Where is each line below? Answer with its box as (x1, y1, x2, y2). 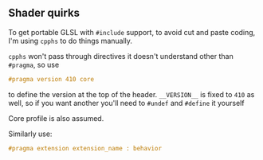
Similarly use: (8, 129, 53, 139)
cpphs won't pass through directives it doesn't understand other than (8, 51, 234, 60)
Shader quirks (8, 6, 80, 20)
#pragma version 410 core (8, 75, 94, 83)
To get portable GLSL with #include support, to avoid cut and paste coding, (8, 27, 256, 37)
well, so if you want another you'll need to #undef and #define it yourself (8, 98, 245, 107)
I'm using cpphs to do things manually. (8, 36, 133, 45)
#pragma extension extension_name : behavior (8, 144, 162, 152)
